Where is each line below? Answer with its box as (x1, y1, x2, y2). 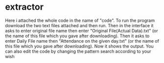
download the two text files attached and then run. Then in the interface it (5, 22, 154, 28)
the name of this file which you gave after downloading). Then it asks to (5, 33, 150, 39)
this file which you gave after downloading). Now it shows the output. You (5, 43, 154, 49)
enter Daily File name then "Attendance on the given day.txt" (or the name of (5, 38, 159, 44)
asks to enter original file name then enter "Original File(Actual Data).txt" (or (5, 28, 158, 33)
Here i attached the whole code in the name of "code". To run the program (5, 17, 155, 23)
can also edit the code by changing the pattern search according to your (5, 48, 151, 54)
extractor (5, 1, 44, 13)
